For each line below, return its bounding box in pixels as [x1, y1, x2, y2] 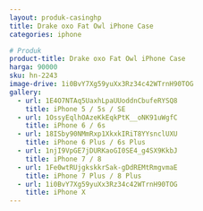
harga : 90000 [9, 63, 58, 72]
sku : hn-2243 [9, 71, 58, 81]
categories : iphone [9, 30, 82, 39]
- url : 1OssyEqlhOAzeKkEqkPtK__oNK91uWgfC [17, 113, 178, 122]
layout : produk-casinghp [9, 13, 102, 22]
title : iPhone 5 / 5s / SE [25, 104, 126, 113]
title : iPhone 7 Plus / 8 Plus [25, 171, 142, 180]
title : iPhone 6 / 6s [25, 121, 106, 130]
